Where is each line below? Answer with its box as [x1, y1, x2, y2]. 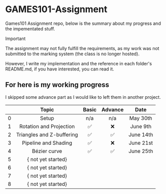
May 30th [129, 114, 153, 122]
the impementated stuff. [5, 25, 55, 31]
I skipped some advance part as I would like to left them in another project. [5, 94, 161, 100]
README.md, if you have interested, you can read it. [5, 66, 114, 72]
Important [5, 35, 26, 42]
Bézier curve [32, 147, 62, 154]
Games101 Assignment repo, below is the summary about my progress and [5, 20, 161, 26]
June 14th [128, 131, 153, 138]
